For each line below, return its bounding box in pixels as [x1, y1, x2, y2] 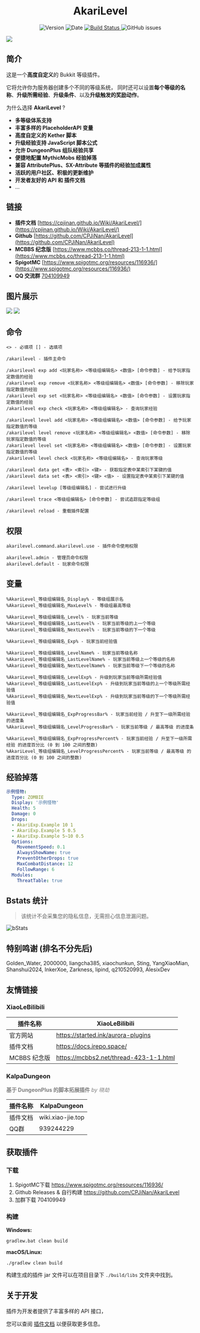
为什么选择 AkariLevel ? [6, 103, 66, 111]
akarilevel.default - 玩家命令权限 [6, 561, 90, 567]
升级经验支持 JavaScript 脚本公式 [14, 139, 97, 146]
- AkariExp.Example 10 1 [11, 822, 73, 828]
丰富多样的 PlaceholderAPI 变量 [14, 124, 94, 131]
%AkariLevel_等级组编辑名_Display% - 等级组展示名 [6, 596, 124, 602]
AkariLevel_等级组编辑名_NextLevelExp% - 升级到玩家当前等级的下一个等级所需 [8, 693, 186, 699]
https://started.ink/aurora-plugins [56, 1030, 151, 1039]
